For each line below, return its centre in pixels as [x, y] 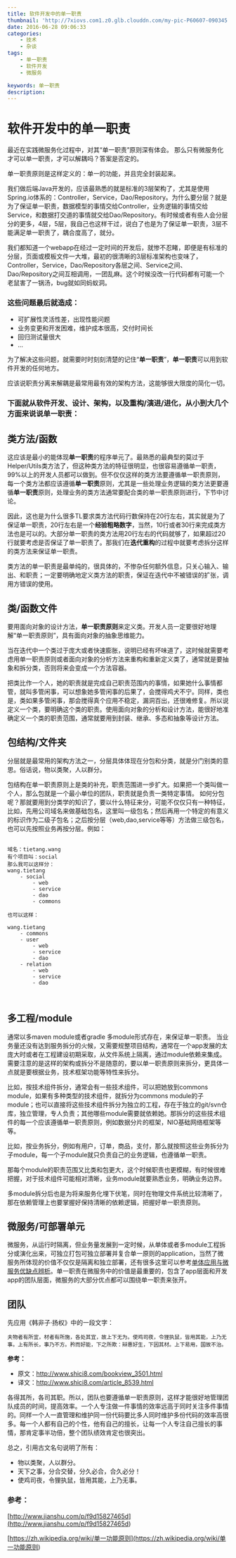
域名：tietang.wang [34, 849]
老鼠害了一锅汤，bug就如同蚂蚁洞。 [59, 283]
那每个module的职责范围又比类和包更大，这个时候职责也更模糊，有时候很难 [117, 1169]
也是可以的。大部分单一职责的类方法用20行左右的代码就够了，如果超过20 [119, 534]
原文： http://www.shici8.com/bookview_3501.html [90, 1373]
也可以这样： [23, 915]
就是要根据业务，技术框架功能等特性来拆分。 [78, 1072]
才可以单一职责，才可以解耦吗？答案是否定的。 [75, 158]
